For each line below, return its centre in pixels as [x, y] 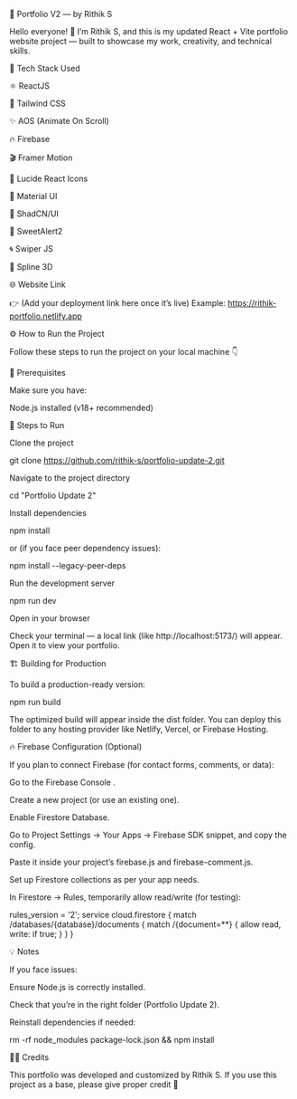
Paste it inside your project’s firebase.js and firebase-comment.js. [131, 862]
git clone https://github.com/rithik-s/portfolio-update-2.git [117, 460]
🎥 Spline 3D [31, 267]
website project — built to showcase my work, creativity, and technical [141, 41]
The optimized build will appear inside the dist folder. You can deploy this [145, 719]
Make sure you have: [48, 390]
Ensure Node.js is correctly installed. [78, 987]
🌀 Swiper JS [32, 248]
